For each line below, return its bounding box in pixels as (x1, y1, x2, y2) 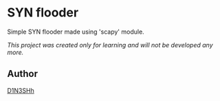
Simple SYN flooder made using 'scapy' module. (7, 27, 144, 36)
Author (7, 68, 38, 80)
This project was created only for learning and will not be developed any (7, 41, 213, 49)
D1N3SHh (7, 86, 34, 94)
